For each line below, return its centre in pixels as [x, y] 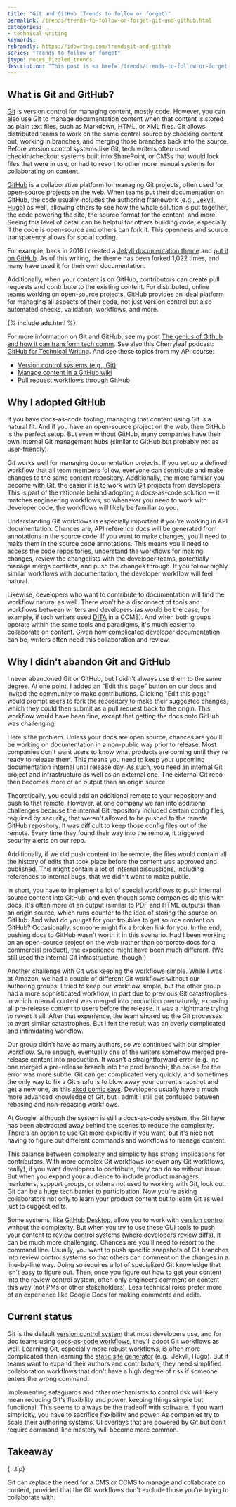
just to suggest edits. [38, 1207]
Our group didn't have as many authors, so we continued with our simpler [114, 1045]
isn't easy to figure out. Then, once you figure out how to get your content [114, 1272]
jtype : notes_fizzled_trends [50, 60]
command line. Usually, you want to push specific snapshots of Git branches [118, 1250]
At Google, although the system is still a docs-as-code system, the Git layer [117, 1118]
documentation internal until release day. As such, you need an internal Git [115, 767]
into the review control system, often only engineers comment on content [113, 1280]
